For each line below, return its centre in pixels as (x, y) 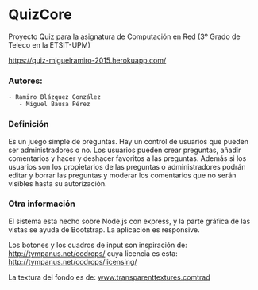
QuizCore (40, 15)
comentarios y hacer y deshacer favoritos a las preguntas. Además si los (127, 158)
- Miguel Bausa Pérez (54, 105)
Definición (29, 124)
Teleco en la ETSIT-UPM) (50, 44)
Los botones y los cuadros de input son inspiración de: (98, 245)
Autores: (25, 81)
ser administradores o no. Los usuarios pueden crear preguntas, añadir (125, 150)
